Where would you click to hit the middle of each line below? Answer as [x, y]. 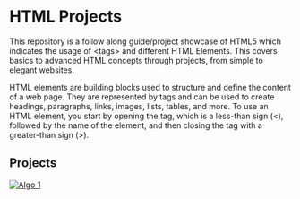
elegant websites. [42, 70]
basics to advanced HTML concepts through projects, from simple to [137, 60]
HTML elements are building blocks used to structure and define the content [150, 87]
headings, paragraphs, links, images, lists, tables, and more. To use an [139, 106]
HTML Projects [66, 17]
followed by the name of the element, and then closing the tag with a [136, 125]
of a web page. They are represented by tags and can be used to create [142, 97]
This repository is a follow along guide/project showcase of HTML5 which [146, 41]
